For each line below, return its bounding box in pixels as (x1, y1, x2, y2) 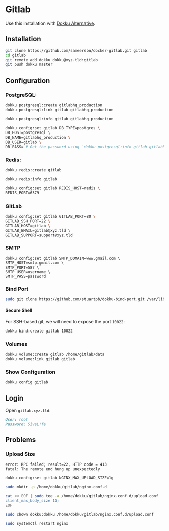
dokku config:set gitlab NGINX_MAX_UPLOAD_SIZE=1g (5, 475, 114, 481)
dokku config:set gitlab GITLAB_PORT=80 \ (5, 214, 96, 219)
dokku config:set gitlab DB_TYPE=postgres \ (5, 125, 100, 130)
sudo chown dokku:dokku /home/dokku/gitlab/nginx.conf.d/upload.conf (5, 512, 154, 517)
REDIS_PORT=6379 (5, 190, 39, 195)
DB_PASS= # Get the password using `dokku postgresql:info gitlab (5, 145, 147, 150)
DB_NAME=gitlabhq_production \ (5, 135, 71, 140)
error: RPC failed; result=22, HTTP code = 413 (5, 462, 107, 467)
